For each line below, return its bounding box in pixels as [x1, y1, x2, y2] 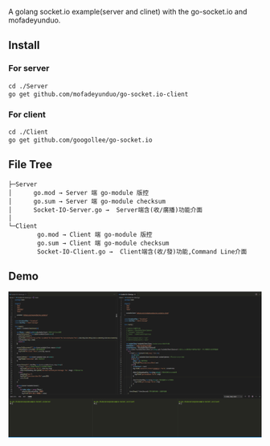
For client [8, 109, 47, 120]
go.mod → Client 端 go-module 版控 [37, 230, 153, 238]
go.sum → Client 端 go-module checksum [37, 239, 170, 247]
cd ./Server [8, 82, 48, 90]
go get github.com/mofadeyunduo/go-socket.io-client [8, 90, 189, 98]
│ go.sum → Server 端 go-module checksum [8, 197, 166, 205]
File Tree [8, 158, 53, 171]
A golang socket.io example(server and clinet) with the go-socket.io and [8, 7, 247, 16]
